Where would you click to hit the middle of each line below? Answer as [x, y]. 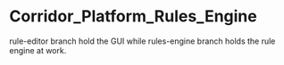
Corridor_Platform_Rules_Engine [133, 16]
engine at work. [38, 50]
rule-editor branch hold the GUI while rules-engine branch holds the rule [142, 41]
